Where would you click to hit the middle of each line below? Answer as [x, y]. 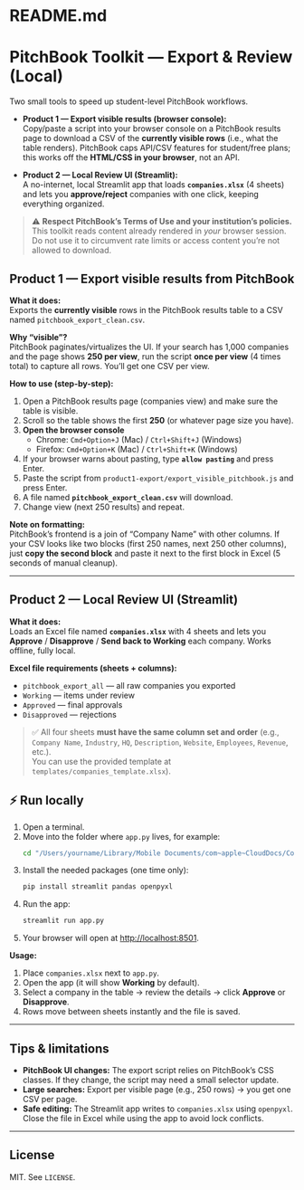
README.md [58, 16]
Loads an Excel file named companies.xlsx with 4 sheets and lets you [138, 631]
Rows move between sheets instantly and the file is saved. [132, 1012]
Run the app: [46, 904]
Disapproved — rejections [70, 714]
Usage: [24, 956]
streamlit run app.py [63, 921]
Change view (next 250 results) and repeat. [104, 507]
